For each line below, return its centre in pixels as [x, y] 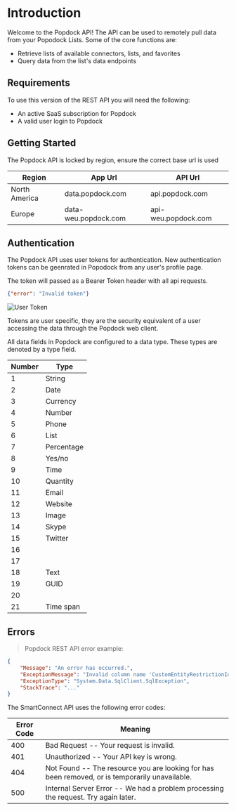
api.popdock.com [179, 193]
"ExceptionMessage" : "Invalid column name [83, 674]
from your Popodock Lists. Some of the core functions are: [92, 39]
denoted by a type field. [42, 350]
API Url [188, 177]
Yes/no [57, 459]
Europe [23, 213]
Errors [21, 632]
